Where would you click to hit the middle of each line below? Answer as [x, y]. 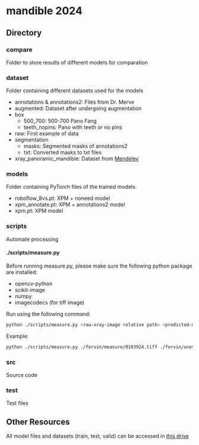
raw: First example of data [46, 134]
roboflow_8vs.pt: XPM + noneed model [62, 198]
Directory [24, 33]
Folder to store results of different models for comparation [77, 62]
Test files [17, 403]
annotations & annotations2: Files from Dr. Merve [74, 102]
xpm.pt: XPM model [39, 211]
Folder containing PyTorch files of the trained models [71, 187]
